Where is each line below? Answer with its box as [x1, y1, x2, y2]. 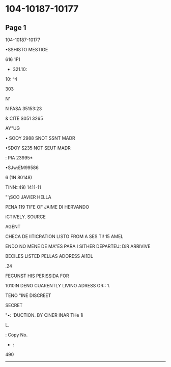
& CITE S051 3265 [5, 115, 43, 121]
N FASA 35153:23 [5, 106, 42, 112]
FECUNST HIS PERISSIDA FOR [5, 273, 69, 279]
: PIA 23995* [5, 155, 33, 160]
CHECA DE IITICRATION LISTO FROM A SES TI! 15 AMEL [5, 233, 124, 239]
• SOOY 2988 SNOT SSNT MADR [5, 135, 75, 141]
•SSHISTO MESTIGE [5, 47, 48, 52]
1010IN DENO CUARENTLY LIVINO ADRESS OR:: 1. [5, 283, 110, 288]
